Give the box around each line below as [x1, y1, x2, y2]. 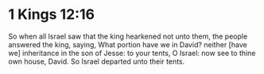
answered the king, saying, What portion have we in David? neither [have [8, 39, 248, 49]
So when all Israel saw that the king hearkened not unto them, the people [8, 31, 248, 41]
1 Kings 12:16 [8, 6, 95, 24]
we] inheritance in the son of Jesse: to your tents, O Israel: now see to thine [8, 48, 256, 57]
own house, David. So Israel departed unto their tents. [8, 57, 185, 66]
